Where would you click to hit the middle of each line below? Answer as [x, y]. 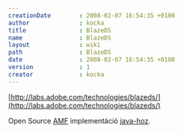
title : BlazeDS [60, 30]
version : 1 [49, 67]
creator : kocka [56, 74]
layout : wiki [55, 45]
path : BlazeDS [60, 52]
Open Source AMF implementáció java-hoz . [80, 120]
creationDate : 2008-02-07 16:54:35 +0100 [92, 15]
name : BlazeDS [60, 38]
